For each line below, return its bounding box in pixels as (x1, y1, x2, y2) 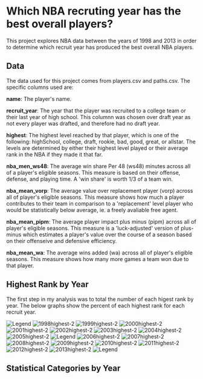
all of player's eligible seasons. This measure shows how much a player (6, 193, 185, 201)
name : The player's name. (6, 95, 72, 102)
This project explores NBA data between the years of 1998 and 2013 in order (6, 37, 197, 44)
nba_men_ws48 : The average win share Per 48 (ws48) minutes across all (6, 162, 191, 170)
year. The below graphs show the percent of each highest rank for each (6, 302, 185, 309)
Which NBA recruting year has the (6, 4, 181, 18)
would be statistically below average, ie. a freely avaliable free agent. (6, 206, 178, 213)
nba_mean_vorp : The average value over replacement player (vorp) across (6, 187, 193, 194)
